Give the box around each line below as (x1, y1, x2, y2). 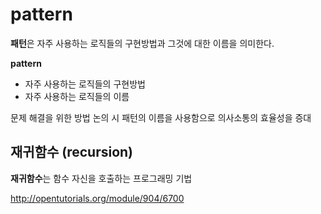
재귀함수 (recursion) (10, 144, 134, 161)
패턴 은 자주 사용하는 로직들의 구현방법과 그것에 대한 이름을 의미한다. (10, 37, 275, 49)
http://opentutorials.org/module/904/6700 (10, 192, 185, 204)
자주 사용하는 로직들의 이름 (24, 90, 130, 102)
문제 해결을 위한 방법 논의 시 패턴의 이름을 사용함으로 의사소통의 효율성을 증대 (10, 111, 312, 123)
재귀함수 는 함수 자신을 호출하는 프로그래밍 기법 (10, 172, 193, 184)
